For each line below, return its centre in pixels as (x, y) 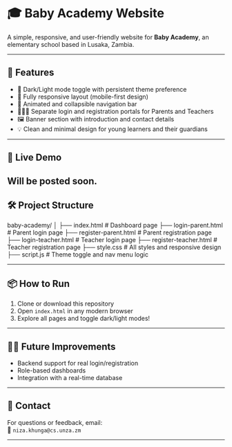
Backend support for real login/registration (78, 363)
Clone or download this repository (66, 304)
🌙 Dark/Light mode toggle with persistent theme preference (102, 89)
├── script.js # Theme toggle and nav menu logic (78, 255)
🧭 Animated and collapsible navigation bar (77, 103)
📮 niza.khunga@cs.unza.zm (44, 430)
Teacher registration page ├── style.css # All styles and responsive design (114, 247)
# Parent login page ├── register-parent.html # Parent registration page (109, 232)
